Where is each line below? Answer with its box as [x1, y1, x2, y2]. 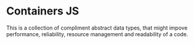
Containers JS [6, 4, 80, 18]
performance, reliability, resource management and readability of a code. [6, 30, 189, 37]
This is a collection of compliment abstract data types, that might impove [6, 24, 188, 31]
